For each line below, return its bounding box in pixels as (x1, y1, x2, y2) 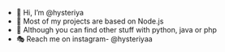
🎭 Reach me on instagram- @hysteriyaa (15, 34, 153, 44)
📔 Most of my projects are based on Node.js (15, 16, 164, 26)
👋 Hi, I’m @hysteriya (15, 8, 84, 17)
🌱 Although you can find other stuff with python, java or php (15, 25, 218, 34)
